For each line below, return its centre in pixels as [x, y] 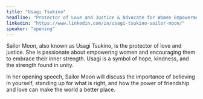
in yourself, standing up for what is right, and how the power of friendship [98, 83]
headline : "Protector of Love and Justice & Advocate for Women [89, 18]
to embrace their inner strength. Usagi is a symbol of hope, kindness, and [98, 59]
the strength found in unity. [40, 65]
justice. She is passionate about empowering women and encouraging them [101, 53]
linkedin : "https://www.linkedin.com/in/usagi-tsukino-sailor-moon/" [96, 23]
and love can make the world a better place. [61, 90]
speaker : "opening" [31, 29]
